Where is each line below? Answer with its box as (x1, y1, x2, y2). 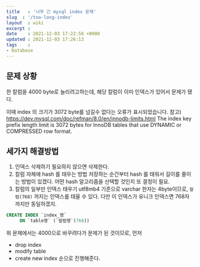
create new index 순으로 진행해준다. (14, 254, 100, 262)
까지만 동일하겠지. (14, 200, 57, 207)
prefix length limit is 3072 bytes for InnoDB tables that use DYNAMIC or (6, 121, 182, 128)
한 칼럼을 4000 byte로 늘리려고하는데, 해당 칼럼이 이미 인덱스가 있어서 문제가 (6, 88, 186, 95)
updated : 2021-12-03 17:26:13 (6, 36, 84, 42)
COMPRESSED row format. (6, 128, 73, 135)
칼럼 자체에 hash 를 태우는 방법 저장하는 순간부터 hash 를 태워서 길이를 (14, 170, 180, 178)
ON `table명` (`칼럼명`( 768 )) (19, 218, 90, 224)
